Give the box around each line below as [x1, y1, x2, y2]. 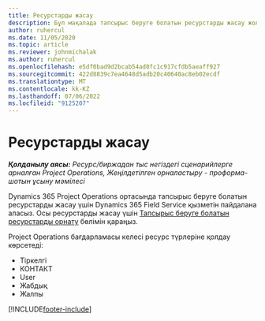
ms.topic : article [8, 41, 69, 49]
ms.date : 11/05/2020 [8, 33, 77, 42]
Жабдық [19, 281, 48, 290]
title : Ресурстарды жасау [8, 11, 93, 20]
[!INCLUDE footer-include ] [8, 304, 92, 314]
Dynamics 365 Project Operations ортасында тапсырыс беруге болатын [8, 192, 248, 201]
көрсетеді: [8, 241, 43, 250]
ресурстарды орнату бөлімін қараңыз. [8, 217, 138, 226]
